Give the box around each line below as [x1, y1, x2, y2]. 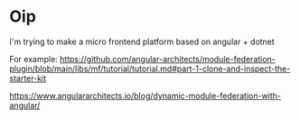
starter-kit [9, 72, 47, 83]
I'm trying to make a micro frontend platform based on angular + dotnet [9, 36, 276, 47]
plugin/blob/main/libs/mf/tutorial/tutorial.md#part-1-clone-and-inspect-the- [9, 63, 291, 74]
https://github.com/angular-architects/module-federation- [60, 53, 276, 64]
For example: [9, 53, 59, 64]
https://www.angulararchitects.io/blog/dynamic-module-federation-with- [9, 90, 282, 101]
